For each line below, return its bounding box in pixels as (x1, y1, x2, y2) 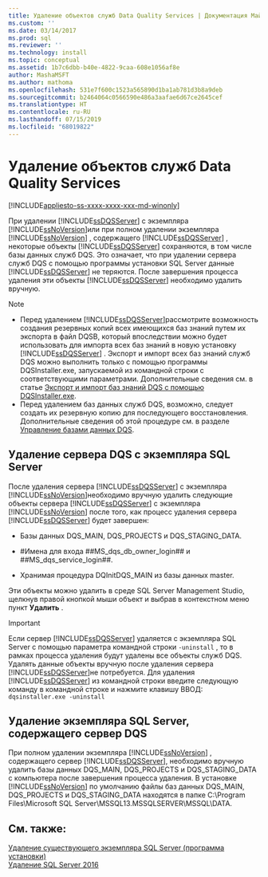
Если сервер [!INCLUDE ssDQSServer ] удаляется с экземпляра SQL (8, 633, 237, 643)
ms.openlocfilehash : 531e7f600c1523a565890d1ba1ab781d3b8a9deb (8, 85, 223, 94)
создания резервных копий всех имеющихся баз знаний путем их (19, 323, 246, 332)
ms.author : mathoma (8, 78, 73, 86)
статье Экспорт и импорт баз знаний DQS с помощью (19, 382, 205, 391)
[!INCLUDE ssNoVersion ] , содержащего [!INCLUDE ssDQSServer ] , (8, 233, 229, 242)
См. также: (8, 822, 67, 836)
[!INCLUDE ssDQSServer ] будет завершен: (8, 515, 149, 525)
